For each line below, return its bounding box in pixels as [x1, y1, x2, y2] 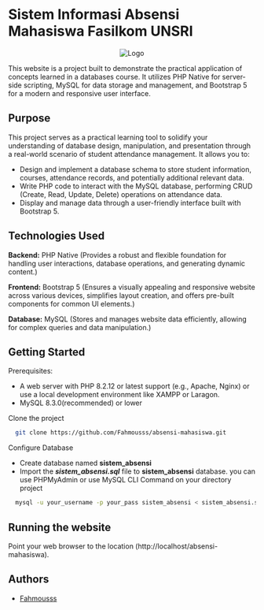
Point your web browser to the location [8, 541, 134, 551]
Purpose [8, 112, 51, 125]
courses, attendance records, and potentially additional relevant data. [19, 173, 245, 182]
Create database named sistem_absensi [19, 459, 152, 468]
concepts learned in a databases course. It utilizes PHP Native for [8, 72, 221, 81]
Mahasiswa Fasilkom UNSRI [8, 22, 194, 40]
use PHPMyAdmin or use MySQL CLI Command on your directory [19, 475, 232, 485]
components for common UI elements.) [8, 299, 135, 308]
